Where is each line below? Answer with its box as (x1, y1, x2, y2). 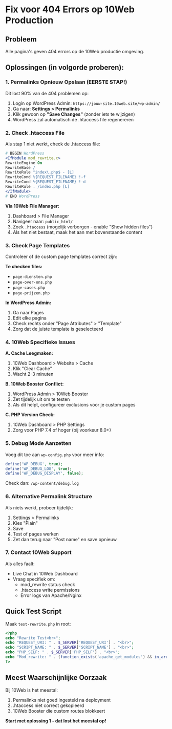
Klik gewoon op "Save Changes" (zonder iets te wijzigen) (12, 111, 135, 117)
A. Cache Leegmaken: (5, 350, 53, 356)
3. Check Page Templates (5, 242, 70, 249)
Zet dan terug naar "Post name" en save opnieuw (12, 536, 117, 542)
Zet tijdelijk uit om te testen (12, 396, 70, 402)
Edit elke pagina (12, 315, 47, 321)
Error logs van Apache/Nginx (20, 592, 82, 598)
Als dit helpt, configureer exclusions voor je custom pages (12, 402, 136, 408)
